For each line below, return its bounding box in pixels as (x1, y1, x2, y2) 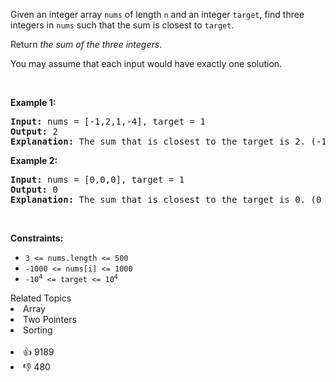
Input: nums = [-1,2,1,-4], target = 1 (10, 116, 206, 127)
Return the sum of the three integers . (10, 39, 163, 50)
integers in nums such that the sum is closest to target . (10, 19, 235, 31)
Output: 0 (10, 184, 58, 195)
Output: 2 (10, 126, 58, 137)
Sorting (23, 324, 53, 336)
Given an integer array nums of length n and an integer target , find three (10, 9, 305, 20)
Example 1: (10, 97, 57, 108)
